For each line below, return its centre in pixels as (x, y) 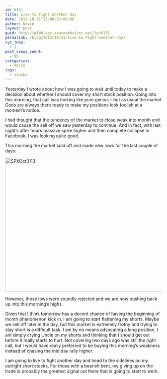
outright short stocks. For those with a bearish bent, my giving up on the (79, 366)
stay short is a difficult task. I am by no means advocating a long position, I (82, 330)
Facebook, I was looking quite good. (42, 136)
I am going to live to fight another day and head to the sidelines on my (77, 361)
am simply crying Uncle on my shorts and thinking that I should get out (78, 335)
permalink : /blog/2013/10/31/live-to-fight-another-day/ (65, 38)
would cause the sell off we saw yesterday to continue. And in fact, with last (83, 125)
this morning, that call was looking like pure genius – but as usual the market (83, 99)
